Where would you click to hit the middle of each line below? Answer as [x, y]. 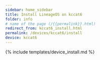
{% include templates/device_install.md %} [50, 52]
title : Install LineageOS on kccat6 [44, 14]
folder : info [19, 19]
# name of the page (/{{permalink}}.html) [51, 24]
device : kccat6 [21, 38]
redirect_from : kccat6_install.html [44, 28]
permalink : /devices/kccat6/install [44, 33]
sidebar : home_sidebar [29, 10]
